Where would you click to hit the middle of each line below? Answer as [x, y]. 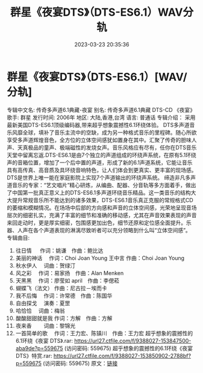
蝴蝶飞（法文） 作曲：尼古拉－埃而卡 [61, 288]
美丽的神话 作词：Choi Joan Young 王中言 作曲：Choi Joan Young [100, 258]
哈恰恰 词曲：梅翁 [40, 310]
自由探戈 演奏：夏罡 [43, 303]
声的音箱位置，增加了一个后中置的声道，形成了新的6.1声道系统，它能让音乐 [100, 162]
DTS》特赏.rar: [34, 356]
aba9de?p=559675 [39, 348]
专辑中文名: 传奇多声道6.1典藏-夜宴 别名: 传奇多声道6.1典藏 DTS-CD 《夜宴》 [101, 109]
